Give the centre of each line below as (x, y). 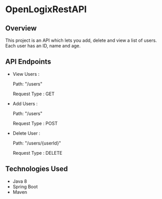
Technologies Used (36, 169)
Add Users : (25, 103)
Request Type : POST (35, 123)
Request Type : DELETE (37, 153)
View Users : (26, 74)
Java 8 (20, 181)
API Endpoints (28, 62)
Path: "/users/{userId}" (37, 143)
